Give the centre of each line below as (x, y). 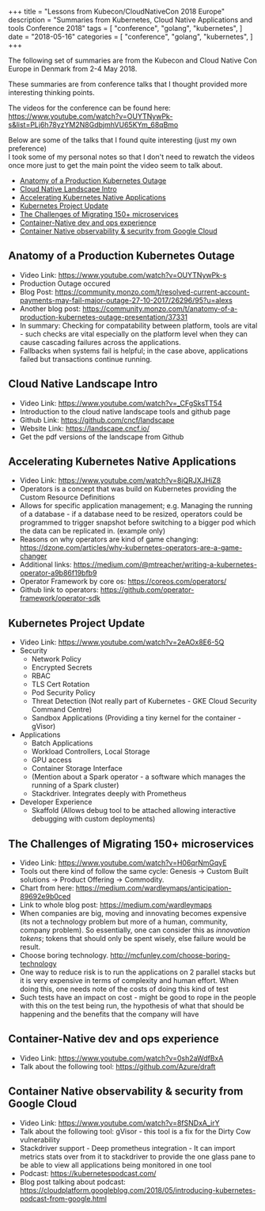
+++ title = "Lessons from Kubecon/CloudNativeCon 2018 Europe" (117, 11)
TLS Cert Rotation (61, 685)
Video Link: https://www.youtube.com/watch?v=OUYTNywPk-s (123, 275)
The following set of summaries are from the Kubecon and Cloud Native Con (132, 60)
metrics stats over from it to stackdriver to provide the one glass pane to (137, 1156)
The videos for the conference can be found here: (90, 108)
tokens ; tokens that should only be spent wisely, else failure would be (133, 939)
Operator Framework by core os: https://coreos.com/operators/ (123, 582)
